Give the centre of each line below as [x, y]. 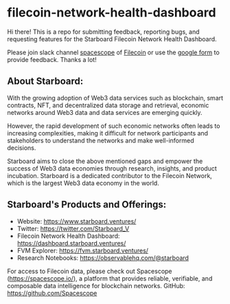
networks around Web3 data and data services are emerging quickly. [105, 112]
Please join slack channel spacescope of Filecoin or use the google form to [113, 52]
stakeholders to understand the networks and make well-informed [101, 140]
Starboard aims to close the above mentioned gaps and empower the [105, 161]
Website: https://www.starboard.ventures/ [77, 221]
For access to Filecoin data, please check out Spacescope [90, 271]
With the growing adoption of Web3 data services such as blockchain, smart [115, 98]
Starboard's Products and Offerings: [87, 205]
